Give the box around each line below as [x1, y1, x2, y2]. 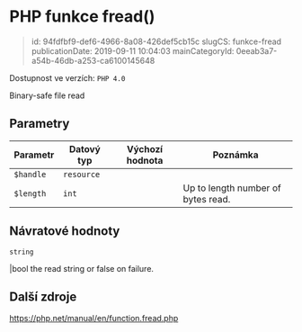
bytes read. [182, 193, 231, 205]
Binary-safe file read [9, 90, 85, 101]
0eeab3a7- [235, 45, 278, 56]
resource [62, 169, 101, 179]
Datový [68, 142, 101, 155]
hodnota [126, 154, 164, 166]
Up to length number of [182, 182, 281, 194]
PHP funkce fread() [9, 6, 155, 27]
